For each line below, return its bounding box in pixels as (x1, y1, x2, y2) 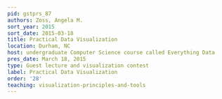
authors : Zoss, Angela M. (7, 17, 83, 24)
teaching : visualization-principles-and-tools (7, 82, 146, 89)
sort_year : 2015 (7, 23, 55, 30)
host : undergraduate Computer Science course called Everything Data (7, 49, 216, 56)
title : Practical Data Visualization (7, 36, 118, 43)
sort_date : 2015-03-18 (7, 29, 74, 37)
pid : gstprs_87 (7, 10, 52, 17)
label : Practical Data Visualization (7, 68, 118, 75)
